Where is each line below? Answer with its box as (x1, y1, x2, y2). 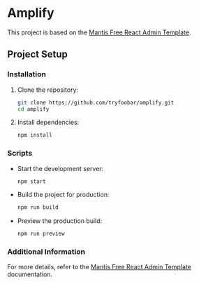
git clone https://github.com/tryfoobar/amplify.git (17, 99, 175, 106)
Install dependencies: (17, 118, 80, 127)
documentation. (7, 270, 53, 278)
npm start (17, 177, 47, 185)
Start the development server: (17, 164, 104, 173)
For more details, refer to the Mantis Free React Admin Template (7, 263, 192, 271)
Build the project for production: (17, 191, 110, 199)
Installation (7, 69, 47, 79)
